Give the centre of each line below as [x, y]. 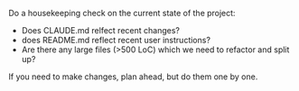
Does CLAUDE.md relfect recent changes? [100, 30]
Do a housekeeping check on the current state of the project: [122, 13]
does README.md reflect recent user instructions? [116, 40]
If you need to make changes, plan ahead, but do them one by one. [133, 77]
